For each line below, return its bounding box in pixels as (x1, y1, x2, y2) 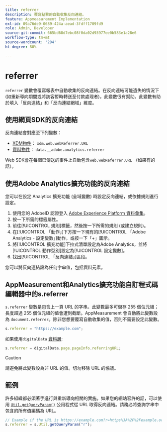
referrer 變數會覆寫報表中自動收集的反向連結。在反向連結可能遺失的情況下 (5, 87, 160, 93)
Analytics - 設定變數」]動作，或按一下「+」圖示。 (12, 235, 113, 241)
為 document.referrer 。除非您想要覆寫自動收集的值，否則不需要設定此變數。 (5, 317, 162, 322)
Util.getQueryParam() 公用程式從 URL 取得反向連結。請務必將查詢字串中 (10, 401, 159, 407)
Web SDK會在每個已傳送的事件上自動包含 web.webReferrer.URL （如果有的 (5, 157, 156, 163)
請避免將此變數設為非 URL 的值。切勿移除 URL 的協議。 (5, 365, 119, 371)
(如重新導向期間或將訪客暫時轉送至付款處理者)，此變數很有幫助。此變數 (5, 93, 153, 100)
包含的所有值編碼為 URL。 (5, 408, 59, 414)
